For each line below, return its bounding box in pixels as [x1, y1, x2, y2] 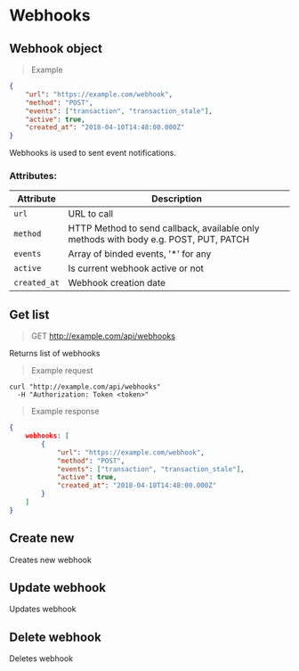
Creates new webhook [9, 554, 92, 565]
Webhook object [9, 41, 102, 56]
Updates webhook [9, 603, 77, 615]
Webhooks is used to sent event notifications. [9, 148, 176, 159]
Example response [30, 406, 100, 417]
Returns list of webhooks [9, 348, 101, 359]
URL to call [68, 208, 114, 220]
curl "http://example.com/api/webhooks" [9, 382, 162, 392]
